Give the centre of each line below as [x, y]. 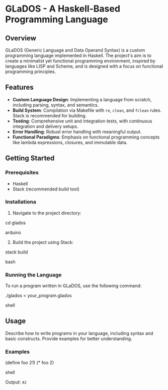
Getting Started [30, 158]
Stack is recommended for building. [50, 115]
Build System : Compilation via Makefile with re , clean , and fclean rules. [87, 110]
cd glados [16, 223]
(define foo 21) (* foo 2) [30, 363]
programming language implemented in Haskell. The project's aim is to [78, 55]
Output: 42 [16, 382]
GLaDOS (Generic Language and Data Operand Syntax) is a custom [75, 50]
